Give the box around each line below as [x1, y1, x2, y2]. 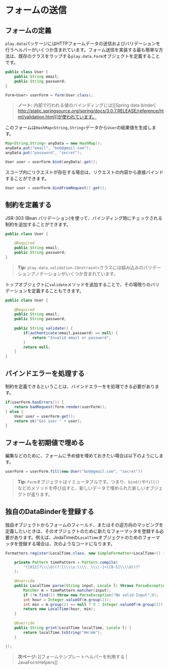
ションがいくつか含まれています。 [48, 270, 118, 277]
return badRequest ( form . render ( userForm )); [14, 404, 107, 409]
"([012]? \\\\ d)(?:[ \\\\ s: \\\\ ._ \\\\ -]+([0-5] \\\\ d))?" [23, 564, 141, 569]
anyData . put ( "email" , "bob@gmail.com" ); [5, 145, 92, 151]
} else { [5, 409, 24, 414]
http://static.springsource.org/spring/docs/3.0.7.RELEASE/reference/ [17, 108, 160, 114]
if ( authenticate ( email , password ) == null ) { [23, 330, 118, 335]
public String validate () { [14, 326, 73, 331]
